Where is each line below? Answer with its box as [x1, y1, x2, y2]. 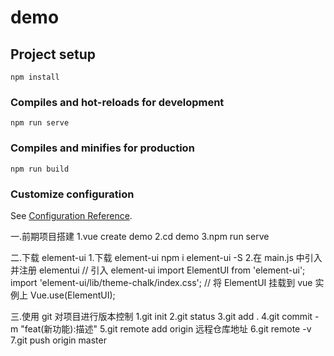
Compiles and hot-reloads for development [10, 95, 225, 109]
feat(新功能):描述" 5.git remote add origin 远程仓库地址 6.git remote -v [24, 322, 312, 335]
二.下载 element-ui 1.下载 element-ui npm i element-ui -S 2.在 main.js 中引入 [10, 251, 323, 263]
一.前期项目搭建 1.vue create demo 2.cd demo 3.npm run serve [10, 230, 270, 242]
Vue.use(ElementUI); [29, 289, 116, 301]
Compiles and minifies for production [10, 141, 195, 155]
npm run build [10, 164, 70, 174]
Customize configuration [10, 187, 135, 201]
